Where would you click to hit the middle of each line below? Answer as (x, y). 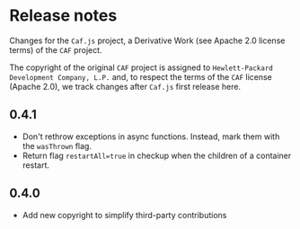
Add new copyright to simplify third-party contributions (124, 215)
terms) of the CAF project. (56, 49)
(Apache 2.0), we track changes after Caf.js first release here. (125, 86)
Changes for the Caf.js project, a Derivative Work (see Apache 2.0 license (147, 40)
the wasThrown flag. (57, 145)
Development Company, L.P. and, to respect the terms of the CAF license (141, 76)
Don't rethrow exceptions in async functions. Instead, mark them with (151, 137)
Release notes (63, 16)
